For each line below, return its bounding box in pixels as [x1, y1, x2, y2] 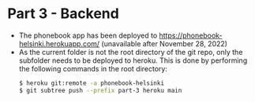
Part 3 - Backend [7, 5, 119, 23]
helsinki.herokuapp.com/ [18, 38, 100, 48]
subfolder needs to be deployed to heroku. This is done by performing [18, 56, 248, 65]
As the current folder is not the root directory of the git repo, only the [18, 47, 243, 56]
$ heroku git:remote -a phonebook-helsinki [18, 79, 165, 87]
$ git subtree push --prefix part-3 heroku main [18, 86, 182, 94]
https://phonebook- [159, 31, 223, 40]
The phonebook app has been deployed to [18, 31, 158, 40]
